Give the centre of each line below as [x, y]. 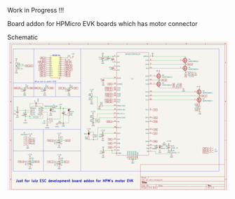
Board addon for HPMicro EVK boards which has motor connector [102, 23]
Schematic [23, 37]
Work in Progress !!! [36, 10]
